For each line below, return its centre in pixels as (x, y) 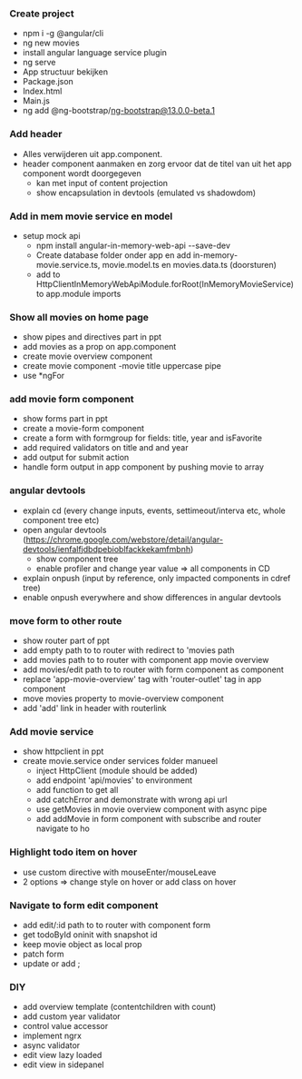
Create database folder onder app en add (113, 255)
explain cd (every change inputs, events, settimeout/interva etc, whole (154, 510)
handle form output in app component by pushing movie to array (143, 467)
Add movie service (52, 732)
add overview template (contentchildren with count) (119, 1007)
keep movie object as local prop (82, 944)
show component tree (77, 559)
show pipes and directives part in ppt (92, 337)
